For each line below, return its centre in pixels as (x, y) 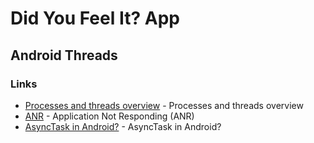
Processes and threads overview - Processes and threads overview (164, 105)
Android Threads (64, 55)
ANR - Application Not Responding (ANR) (109, 116)
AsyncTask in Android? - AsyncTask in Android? (123, 126)
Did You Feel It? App (95, 18)
